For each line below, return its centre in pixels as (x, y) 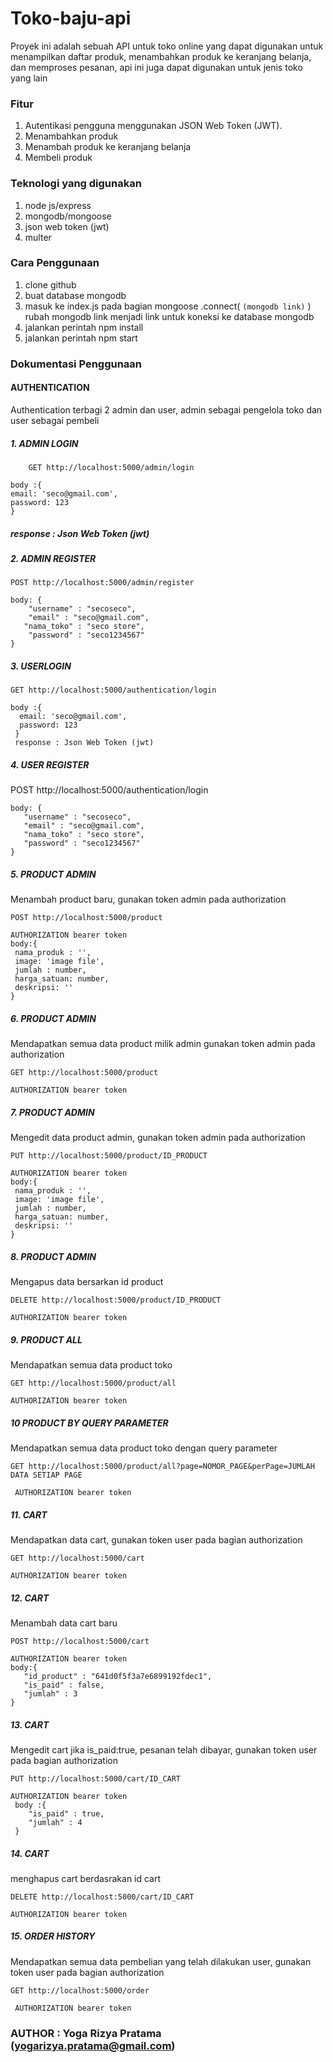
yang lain (29, 78)
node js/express (58, 205)
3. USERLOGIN (41, 666)
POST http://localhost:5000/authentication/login (109, 790)
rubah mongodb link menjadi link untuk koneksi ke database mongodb (169, 316)
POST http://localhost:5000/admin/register (102, 583)
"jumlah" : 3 (50, 1693)
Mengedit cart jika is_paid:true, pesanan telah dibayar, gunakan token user (164, 1749)
